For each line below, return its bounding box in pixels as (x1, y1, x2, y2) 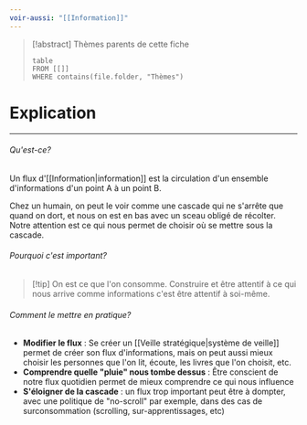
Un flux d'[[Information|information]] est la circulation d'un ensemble (9, 173, 269, 184)
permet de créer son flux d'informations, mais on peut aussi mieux (22, 347, 273, 358)
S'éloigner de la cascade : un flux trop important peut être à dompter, (22, 386, 286, 398)
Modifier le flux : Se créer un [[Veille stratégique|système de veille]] (22, 337, 280, 348)
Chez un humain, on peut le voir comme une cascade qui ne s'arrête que (9, 200, 284, 211)
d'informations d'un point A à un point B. (9, 182, 162, 193)
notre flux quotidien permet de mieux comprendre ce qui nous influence (22, 377, 294, 388)
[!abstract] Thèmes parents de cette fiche (31, 38, 190, 49)
